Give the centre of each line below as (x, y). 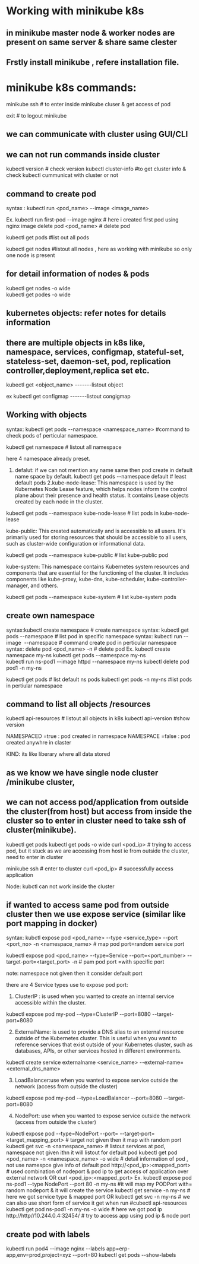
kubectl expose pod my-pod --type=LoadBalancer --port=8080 (84, 1098)
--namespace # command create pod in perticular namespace (100, 642)
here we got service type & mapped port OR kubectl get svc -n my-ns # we (98, 1197)
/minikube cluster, (41, 782)
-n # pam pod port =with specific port (118, 962)
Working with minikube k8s (75, 11)
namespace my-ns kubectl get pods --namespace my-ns (76, 655)
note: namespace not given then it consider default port (74, 973)
